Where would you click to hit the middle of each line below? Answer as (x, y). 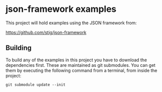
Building (19, 48)
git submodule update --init (36, 85)
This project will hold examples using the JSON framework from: (71, 23)
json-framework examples (61, 9)
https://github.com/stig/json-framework (46, 32)
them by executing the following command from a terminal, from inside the (81, 70)
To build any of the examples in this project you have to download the (76, 60)
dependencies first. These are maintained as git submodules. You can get (81, 65)
